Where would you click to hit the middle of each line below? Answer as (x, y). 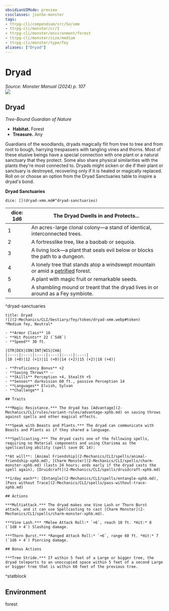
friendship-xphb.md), (28, 461)
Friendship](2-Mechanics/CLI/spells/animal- (100, 457)
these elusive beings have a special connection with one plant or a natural (82, 155)
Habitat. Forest (28, 129)
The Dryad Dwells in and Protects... (96, 216)
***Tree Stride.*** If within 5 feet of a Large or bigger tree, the (80, 558)
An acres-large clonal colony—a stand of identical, (92, 227)
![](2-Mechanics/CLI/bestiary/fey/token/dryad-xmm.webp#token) (73, 320)
